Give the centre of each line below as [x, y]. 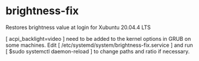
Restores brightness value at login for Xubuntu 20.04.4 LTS [78, 27]
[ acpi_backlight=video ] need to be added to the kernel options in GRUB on [98, 38]
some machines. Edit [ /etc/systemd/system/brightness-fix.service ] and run [99, 45]
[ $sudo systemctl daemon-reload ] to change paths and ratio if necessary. [98, 51]
